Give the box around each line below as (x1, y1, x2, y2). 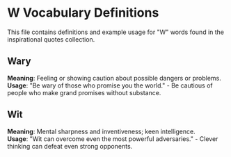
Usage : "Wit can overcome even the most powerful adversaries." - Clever (7, 134, 218, 143)
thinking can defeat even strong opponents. (7, 142, 133, 150)
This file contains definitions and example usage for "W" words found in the (7, 28, 225, 36)
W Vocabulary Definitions (7, 5, 159, 21)
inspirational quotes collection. (7, 35, 95, 43)
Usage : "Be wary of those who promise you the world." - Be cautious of (7, 81, 214, 90)
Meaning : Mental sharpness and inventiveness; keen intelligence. (7, 127, 196, 135)
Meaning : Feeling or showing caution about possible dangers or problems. (7, 74, 221, 82)
